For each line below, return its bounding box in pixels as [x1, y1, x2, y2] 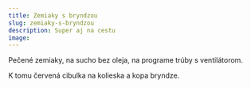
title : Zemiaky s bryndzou [8, 11, 98, 20]
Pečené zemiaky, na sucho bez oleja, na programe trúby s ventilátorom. [8, 55, 243, 65]
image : [8, 33, 30, 42]
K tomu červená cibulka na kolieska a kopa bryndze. [8, 71, 180, 80]
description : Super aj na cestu [8, 26, 116, 34]
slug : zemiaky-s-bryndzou [8, 19, 94, 27]
